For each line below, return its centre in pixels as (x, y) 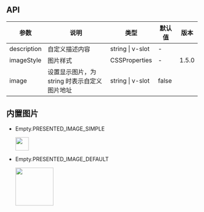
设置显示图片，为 (72, 72)
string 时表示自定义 (75, 81)
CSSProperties (131, 60)
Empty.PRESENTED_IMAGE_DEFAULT (62, 159)
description (25, 49)
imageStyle (25, 60)
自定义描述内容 (69, 49)
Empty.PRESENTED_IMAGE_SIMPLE (60, 128)
